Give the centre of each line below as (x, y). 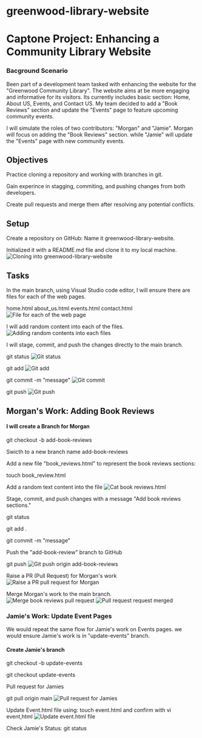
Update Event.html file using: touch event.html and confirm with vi (89, 710)
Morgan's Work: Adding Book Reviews (80, 411)
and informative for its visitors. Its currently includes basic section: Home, (98, 97)
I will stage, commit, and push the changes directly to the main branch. (95, 345)
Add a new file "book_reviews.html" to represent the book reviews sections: (101, 463)
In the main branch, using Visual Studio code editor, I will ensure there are (98, 290)
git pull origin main (29, 699)
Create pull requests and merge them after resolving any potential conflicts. (101, 205)
